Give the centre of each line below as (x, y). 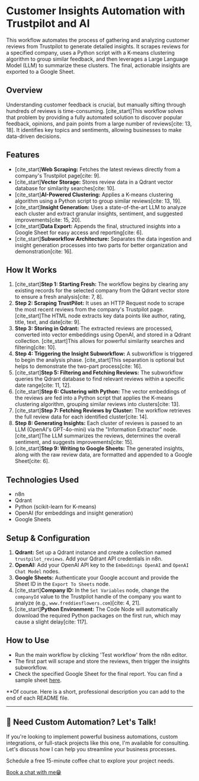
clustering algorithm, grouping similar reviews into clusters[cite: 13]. (97, 404)
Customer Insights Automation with (96, 11)
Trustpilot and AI (48, 23)
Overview (25, 90)
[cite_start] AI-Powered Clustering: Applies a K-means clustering (94, 194)
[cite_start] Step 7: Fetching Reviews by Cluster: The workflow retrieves (103, 411)
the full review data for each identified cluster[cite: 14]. (81, 417)
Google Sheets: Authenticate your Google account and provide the (97, 577)
